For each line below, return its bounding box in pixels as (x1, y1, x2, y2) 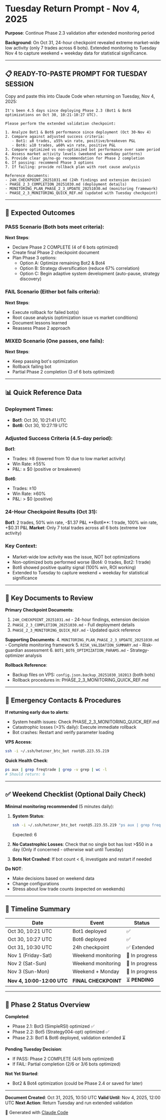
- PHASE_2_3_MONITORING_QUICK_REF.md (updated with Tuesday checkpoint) (5, 190, 158, 195)
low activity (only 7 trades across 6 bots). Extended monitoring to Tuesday (5, 45, 157, 51)
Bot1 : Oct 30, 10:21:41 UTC (12, 417, 67, 423)
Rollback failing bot (12, 364, 52, 370)
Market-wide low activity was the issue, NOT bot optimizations (12, 554, 140, 560)
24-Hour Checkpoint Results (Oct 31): (5, 508, 98, 515)
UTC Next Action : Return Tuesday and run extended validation (5, 1100, 133, 1106)
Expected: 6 (12, 831, 37, 837)
